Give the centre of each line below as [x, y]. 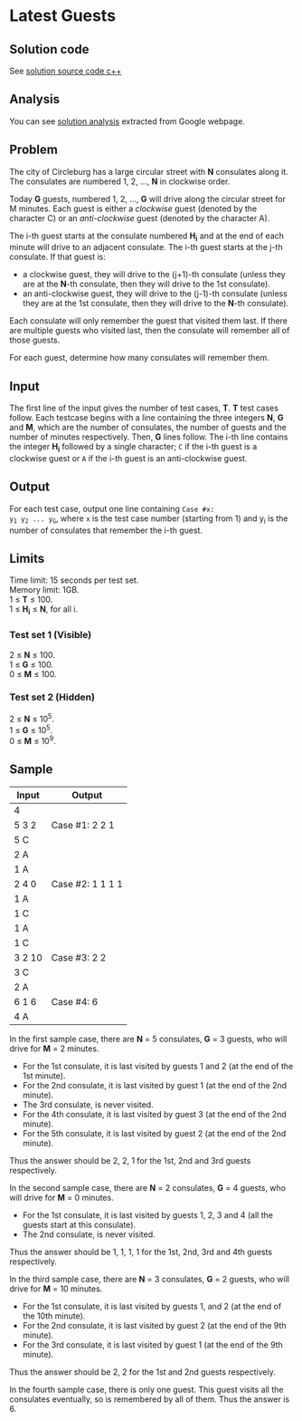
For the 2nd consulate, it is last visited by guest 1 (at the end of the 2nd [155, 1085]
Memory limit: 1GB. [44, 590]
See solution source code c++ [66, 71]
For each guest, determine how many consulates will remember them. [139, 358]
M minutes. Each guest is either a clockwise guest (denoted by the [133, 208]
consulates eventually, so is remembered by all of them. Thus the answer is [150, 1399]
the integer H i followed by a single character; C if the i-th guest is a [133, 448]
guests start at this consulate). [79, 1224]
